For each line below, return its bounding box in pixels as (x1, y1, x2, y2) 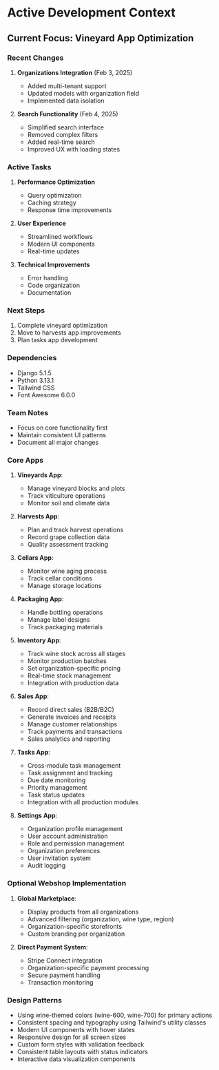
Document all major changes (17, 439, 99, 447)
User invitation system (27, 854, 92, 862)
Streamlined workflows (27, 233, 93, 241)
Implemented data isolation (27, 96, 105, 105)
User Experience (17, 219, 67, 228)
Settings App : (17, 811, 58, 820)
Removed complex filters (27, 130, 98, 138)
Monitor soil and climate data (27, 499, 110, 507)
